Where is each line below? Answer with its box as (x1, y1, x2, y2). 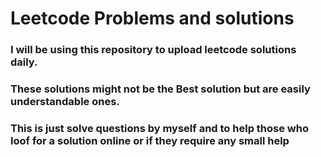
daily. (10, 55, 38, 69)
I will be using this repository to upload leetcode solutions (10, 43, 297, 57)
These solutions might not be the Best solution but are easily (10, 82, 311, 96)
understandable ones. (10, 95, 120, 109)
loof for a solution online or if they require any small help (10, 133, 290, 147)
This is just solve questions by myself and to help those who (10, 121, 309, 135)
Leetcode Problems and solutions (10, 7, 295, 30)
